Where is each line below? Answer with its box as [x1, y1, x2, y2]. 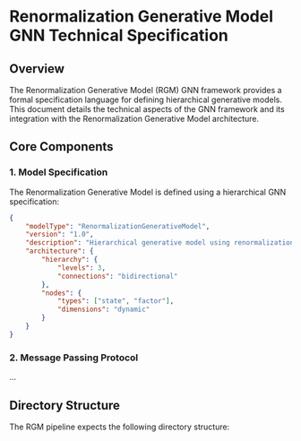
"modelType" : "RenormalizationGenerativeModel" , [25, 221, 211, 230]
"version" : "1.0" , [25, 230, 94, 239]
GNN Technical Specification [9, 25, 228, 46]
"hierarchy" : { [41, 255, 99, 264]
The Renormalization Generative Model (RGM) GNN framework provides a [9, 85, 282, 95]
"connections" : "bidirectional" [56, 272, 178, 281]
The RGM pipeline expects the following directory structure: [9, 421, 230, 432]
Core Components [9, 139, 114, 154]
